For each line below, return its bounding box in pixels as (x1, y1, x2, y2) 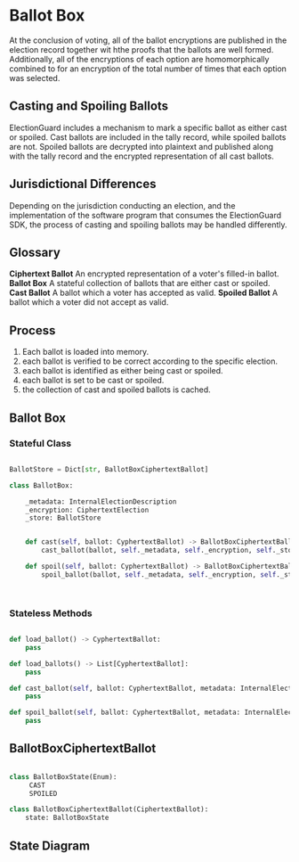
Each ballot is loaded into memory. (21, 347, 149, 357)
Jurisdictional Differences (9, 177, 157, 192)
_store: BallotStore (25, 513, 101, 522)
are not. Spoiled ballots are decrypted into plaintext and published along (9, 141, 274, 152)
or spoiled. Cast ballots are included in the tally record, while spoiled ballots (9, 131, 287, 143)
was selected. (9, 72, 61, 83)
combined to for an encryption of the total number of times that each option (9, 63, 287, 74)
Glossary (9, 244, 61, 259)
